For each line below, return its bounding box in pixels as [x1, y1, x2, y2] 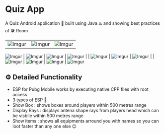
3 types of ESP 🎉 [12, 97, 47, 103]
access [12, 91, 27, 97]
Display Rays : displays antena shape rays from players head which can [12, 107, 159, 113]
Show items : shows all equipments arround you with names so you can [12, 118, 159, 124]
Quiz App [5, 3, 45, 15]
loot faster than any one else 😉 [12, 123, 77, 129]
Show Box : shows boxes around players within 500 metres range [12, 102, 147, 108]
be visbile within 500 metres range [12, 113, 83, 119]
